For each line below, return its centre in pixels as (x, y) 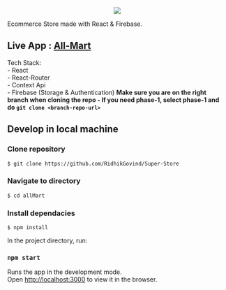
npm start (24, 258)
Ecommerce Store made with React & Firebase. (75, 24)
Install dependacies (41, 213)
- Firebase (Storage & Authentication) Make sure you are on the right (107, 92)
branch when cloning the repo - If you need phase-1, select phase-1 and (113, 100)
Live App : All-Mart (49, 46)
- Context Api (27, 85)
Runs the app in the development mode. (65, 272)
